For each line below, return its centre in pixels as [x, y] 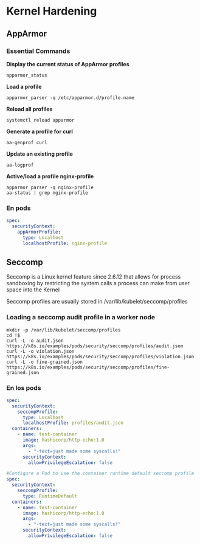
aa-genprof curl [27, 142]
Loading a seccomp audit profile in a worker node [81, 318]
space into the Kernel [33, 290]
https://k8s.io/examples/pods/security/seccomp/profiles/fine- [88, 367]
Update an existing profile [40, 154]
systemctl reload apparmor [40, 120]
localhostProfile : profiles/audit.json [73, 423]
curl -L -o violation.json [40, 351]
